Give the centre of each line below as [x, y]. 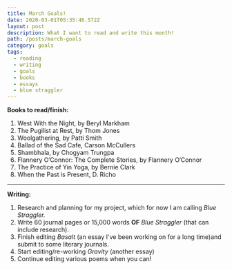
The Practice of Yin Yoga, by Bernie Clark [76, 167]
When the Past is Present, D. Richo [66, 175]
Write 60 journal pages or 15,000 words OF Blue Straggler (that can [113, 222]
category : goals [30, 45]
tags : [15, 52]
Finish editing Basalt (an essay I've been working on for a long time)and [119, 237]
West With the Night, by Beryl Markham [73, 123]
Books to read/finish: [38, 110]
